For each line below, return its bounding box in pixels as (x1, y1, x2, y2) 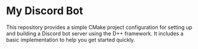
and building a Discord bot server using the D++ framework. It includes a (6, 30, 184, 37)
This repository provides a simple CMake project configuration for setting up (6, 24, 193, 31)
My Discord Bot (6, 4, 83, 18)
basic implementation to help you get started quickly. (6, 36, 135, 43)
